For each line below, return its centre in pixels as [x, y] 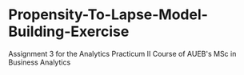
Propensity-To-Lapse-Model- [108, 15]
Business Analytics [40, 62]
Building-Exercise [69, 32]
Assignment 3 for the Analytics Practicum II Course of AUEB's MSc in [122, 53]
